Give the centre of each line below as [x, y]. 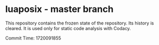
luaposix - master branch [59, 9]
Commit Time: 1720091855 [33, 38]
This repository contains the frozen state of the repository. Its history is [80, 23]
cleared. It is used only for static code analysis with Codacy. [68, 28]
